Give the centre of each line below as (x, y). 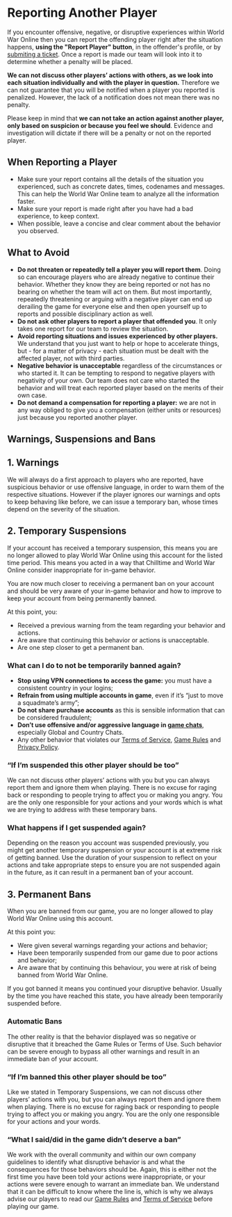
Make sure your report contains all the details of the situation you (110, 179)
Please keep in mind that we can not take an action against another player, (116, 118)
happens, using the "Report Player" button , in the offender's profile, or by (114, 47)
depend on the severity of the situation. (64, 509)
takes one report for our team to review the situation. (93, 328)
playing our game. (33, 1207)
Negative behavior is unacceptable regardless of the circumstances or (119, 365)
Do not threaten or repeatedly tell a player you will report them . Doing (119, 269)
